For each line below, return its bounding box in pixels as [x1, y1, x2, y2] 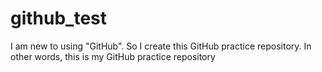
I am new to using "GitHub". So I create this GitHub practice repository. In [10, 40, 312, 52]
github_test [10, 7, 108, 30]
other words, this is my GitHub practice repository [10, 50, 216, 62]
